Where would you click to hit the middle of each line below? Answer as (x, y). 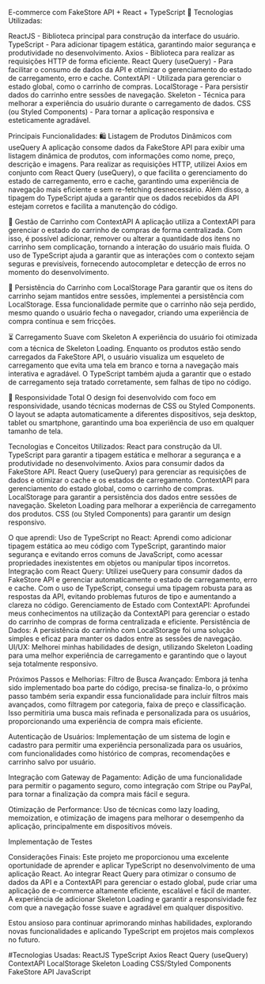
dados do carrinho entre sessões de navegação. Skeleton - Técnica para (127, 95)
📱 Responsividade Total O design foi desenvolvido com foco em (112, 397)
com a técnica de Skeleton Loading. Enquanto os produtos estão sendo (125, 348)
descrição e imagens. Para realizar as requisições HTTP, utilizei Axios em (128, 164)
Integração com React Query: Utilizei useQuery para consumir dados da (125, 571)
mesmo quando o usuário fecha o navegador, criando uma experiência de (129, 313)
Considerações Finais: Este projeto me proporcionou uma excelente (119, 857)
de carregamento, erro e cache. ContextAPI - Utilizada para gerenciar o (125, 78)
